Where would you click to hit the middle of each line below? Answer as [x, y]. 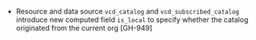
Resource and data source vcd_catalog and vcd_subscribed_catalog [128, 11]
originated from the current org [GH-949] [84, 28]
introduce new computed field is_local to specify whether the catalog [132, 20]
